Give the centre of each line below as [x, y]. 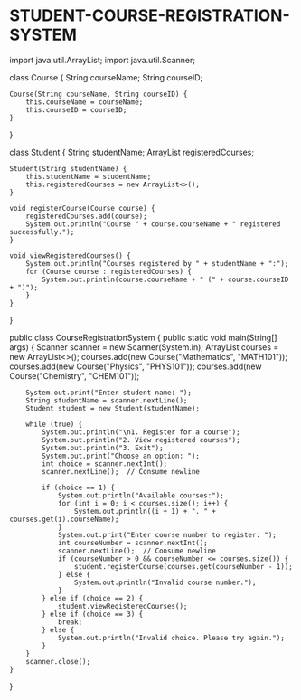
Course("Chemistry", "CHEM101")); [75, 375]
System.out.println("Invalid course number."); [165, 582]
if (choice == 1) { [79, 487]
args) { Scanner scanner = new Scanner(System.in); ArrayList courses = [144, 347]
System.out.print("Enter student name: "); [109, 393]
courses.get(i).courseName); [64, 519]
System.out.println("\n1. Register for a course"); [141, 432]
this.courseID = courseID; [76, 109]
